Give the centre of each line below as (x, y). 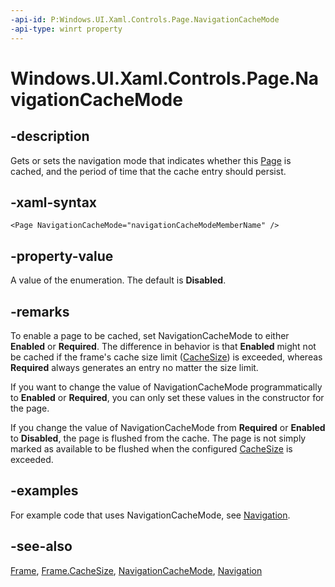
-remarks (40, 311)
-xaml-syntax (54, 202)
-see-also (41, 546)
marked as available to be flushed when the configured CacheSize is (151, 448)
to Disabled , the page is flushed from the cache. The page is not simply (158, 438)
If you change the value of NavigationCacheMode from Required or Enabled (168, 427)
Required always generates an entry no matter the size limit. (134, 367)
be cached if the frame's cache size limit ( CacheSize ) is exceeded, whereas (166, 357)
